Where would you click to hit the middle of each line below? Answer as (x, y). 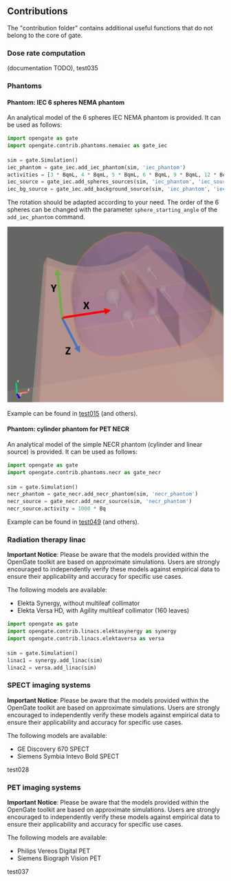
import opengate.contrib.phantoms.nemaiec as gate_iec (87, 146)
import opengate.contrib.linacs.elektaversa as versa (86, 639)
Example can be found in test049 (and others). (73, 522)
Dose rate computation (46, 53)
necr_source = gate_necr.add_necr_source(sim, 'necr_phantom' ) (100, 502)
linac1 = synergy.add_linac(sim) (55, 660)
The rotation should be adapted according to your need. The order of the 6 (113, 202)
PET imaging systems (44, 787)
